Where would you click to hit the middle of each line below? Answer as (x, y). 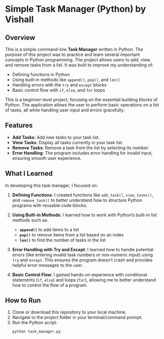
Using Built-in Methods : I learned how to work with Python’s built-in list (84, 215)
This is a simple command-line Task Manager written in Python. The (74, 49)
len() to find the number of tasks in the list (63, 240)
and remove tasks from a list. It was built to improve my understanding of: (79, 65)
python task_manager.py (36, 332)
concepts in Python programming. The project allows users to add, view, (78, 60)
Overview (20, 38)
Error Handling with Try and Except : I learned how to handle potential (83, 249)
